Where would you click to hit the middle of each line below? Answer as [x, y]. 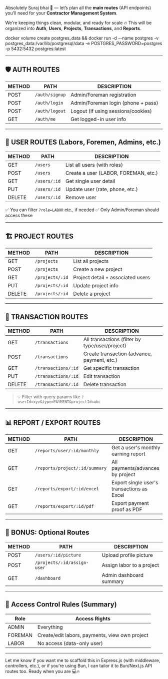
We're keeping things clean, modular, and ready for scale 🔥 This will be [78, 23]
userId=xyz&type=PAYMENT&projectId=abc [59, 402]
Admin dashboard [123, 575]
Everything [50, 627]
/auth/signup [50, 95]
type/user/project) [105, 346]
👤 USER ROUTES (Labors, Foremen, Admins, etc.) [83, 142]
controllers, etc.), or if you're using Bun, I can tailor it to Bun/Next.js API [79, 665]
